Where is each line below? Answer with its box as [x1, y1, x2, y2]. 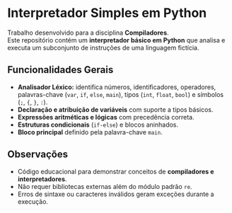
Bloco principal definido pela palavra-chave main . [17, 127, 163, 136]
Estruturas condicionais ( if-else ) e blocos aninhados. [17, 120, 179, 129]
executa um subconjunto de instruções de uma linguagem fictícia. [7, 43, 199, 52]
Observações [7, 149, 69, 161]
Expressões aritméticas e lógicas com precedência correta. [17, 113, 195, 121]
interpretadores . [17, 175, 67, 183]
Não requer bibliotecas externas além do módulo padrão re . [17, 182, 192, 190]
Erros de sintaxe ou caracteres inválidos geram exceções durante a [17, 190, 214, 198]
